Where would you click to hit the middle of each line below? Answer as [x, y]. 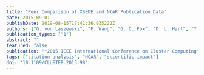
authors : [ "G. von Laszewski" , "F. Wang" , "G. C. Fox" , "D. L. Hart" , [97, 29]
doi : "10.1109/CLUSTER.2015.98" [47, 62]
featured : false [27, 46]
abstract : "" [23, 40]
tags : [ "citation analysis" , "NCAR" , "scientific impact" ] [83, 57]
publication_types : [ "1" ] [39, 34]
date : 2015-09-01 [28, 18]
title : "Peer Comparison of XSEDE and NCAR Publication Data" [87, 12]
